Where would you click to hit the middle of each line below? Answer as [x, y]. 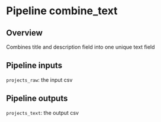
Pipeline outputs [37, 99]
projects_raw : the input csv [39, 80]
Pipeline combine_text [62, 11]
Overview [25, 33]
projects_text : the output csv [42, 113]
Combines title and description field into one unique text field [80, 47]
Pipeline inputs [34, 65]
